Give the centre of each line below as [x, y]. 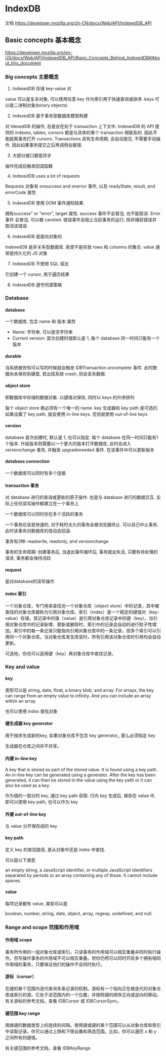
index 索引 [16, 594]
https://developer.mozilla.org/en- [39, 52]
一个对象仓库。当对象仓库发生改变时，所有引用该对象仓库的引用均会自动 [87, 637]
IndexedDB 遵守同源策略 [37, 285]
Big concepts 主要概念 [32, 76]
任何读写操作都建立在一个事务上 [46, 504]
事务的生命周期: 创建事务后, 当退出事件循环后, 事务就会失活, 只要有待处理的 [82, 552]
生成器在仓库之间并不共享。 [33, 746]
